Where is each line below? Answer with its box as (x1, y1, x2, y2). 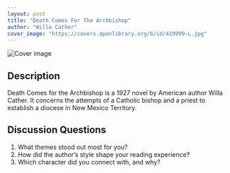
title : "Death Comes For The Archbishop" (7, 17, 132, 24)
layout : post (7, 10, 46, 18)
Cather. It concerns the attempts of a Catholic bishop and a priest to (7, 96, 206, 105)
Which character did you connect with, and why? (17, 157, 161, 166)
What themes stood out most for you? (17, 143, 128, 151)
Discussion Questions (7, 124, 106, 136)
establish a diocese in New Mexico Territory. (7, 104, 137, 112)
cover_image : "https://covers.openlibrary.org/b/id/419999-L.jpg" (7, 30, 207, 37)
